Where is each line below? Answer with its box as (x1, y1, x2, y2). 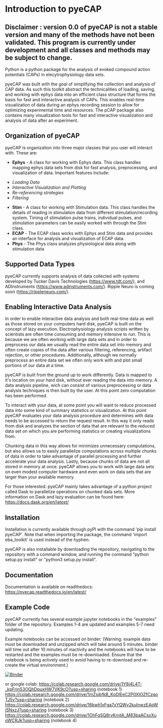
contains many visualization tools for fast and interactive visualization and (5, 113, 153, 118)
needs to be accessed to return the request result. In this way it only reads (5, 418, 154, 424)
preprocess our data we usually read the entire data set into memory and (5, 341, 151, 348)
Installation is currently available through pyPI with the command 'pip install (5, 526, 157, 532)
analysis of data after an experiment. (5, 117, 79, 123)
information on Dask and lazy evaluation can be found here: (5, 494, 125, 500)
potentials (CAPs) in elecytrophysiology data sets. (5, 72, 105, 77)
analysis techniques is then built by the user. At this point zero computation (5, 387, 156, 393)
